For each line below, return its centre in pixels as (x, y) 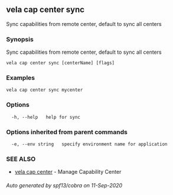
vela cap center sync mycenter (45, 90)
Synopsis (20, 39)
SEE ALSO (21, 159)
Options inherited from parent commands (67, 132)
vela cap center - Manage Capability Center (68, 172)
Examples (21, 78)
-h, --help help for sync (46, 117)
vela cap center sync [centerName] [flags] (61, 63)
